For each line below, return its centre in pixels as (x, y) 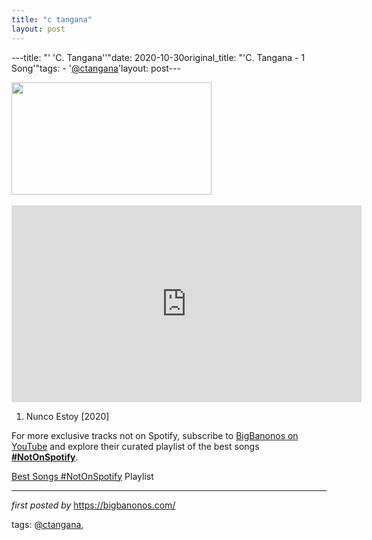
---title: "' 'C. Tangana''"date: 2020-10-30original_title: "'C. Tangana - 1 (158, 57)
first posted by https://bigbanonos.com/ (93, 505)
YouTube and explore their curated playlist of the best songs (135, 446)
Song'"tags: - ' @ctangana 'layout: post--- (96, 68)
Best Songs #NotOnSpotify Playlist (82, 476)
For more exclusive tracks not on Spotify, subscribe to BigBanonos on (155, 435)
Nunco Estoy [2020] (67, 416)
